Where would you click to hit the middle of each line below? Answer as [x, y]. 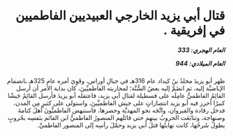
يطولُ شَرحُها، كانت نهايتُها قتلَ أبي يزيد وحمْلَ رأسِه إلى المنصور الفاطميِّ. [131, 125]
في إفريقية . [194, 30]
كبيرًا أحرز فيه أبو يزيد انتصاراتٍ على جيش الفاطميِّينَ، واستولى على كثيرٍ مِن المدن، [119, 103]
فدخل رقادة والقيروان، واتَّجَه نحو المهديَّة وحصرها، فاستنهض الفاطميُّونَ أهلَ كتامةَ [121, 110]
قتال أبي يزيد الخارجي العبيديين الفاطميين [120, 16]
